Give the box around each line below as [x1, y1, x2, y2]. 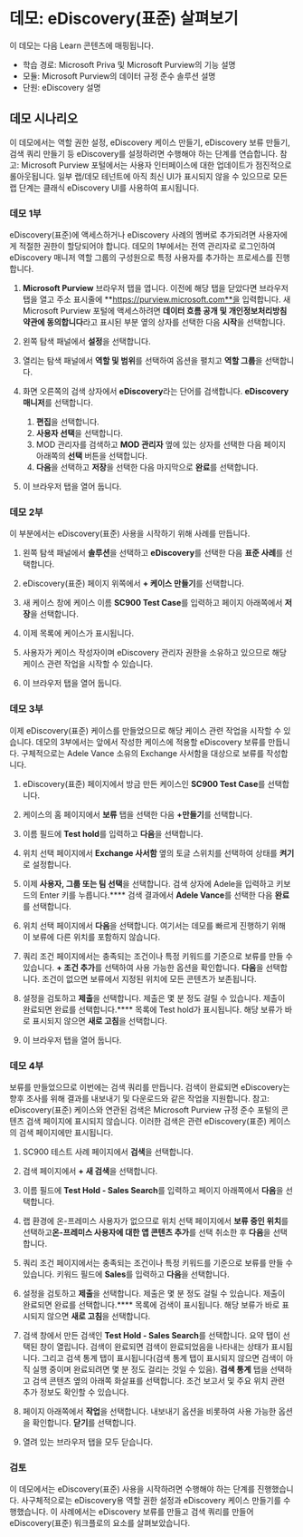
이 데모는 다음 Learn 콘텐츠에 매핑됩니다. [9, 40, 154, 51]
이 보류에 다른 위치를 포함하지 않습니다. [22, 931, 161, 942]
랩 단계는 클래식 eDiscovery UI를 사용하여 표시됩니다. [9, 182, 200, 193]
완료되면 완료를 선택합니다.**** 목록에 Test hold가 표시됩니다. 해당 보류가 [22, 1004, 283, 1015]
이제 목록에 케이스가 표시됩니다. [22, 627, 134, 639]
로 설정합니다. [22, 859, 72, 870]
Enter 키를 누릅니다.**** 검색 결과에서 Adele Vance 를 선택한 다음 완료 [39, 890, 290, 900]
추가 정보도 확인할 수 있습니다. [22, 1386, 129, 1397]
